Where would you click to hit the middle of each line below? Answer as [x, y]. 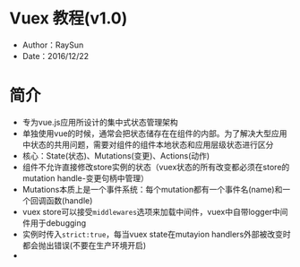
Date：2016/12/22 [56, 56]
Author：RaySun [53, 45]
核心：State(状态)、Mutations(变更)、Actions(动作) [116, 155]
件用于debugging [54, 223]
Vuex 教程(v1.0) [69, 18]
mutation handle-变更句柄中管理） [86, 178]
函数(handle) [69, 200]
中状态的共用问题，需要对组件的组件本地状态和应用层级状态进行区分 [148, 144]
